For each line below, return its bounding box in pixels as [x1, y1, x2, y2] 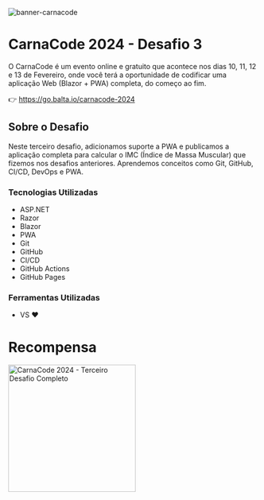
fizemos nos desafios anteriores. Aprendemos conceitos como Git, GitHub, [8, 158, 254, 168]
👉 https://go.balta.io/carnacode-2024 [8, 94, 135, 103]
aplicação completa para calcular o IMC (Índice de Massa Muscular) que [8, 149, 247, 159]
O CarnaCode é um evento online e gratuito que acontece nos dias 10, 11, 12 [8, 61, 257, 71]
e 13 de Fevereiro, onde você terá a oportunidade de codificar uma [8, 70, 227, 79]
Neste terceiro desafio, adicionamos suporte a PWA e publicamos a [8, 141, 230, 151]
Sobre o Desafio [8, 120, 89, 134]
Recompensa [8, 338, 97, 356]
